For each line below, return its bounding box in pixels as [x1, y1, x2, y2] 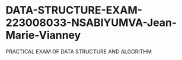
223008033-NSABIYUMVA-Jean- [5, 16, 177, 29]
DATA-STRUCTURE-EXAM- [5, 4, 143, 17]
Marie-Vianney [5, 29, 81, 42]
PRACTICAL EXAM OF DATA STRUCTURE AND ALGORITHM [5, 48, 152, 55]
